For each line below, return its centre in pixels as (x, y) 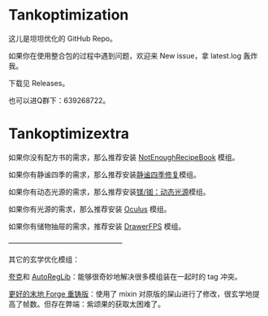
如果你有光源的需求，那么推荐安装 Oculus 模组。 (90, 209)
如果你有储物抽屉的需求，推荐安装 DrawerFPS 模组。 (97, 226)
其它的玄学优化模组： (44, 259)
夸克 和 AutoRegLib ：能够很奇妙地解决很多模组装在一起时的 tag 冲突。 (125, 276)
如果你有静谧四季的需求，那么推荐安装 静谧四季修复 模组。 (104, 174)
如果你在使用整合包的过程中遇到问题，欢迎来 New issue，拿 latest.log (125, 55)
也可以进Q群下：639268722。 (59, 100)
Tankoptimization (69, 15)
